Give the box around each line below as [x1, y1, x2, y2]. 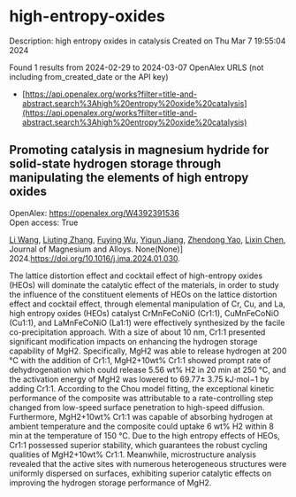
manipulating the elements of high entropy [9, 170, 249, 185]
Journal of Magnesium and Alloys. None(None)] [9, 244, 184, 254]
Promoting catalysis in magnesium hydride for [9, 143, 269, 158]
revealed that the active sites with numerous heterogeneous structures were [9, 458, 287, 469]
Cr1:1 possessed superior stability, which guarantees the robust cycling [9, 439, 268, 450]
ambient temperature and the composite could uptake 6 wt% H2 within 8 [9, 421, 274, 431]
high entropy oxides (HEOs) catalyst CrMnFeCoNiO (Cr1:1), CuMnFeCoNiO [9, 307, 280, 318]
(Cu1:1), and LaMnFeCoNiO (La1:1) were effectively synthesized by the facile [9, 317, 285, 328]
